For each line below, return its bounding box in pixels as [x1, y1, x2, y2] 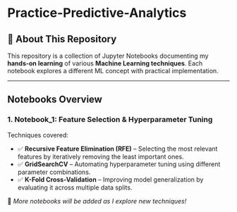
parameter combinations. [17, 168, 91, 176]
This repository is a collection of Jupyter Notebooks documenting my [7, 51, 209, 60]
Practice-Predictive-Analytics [7, 5, 187, 21]
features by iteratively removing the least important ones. [17, 152, 185, 161]
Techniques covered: [7, 130, 69, 139]
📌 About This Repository [7, 33, 117, 45]
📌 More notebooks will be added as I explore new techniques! [7, 197, 187, 205]
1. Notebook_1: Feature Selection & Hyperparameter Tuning [7, 115, 213, 125]
